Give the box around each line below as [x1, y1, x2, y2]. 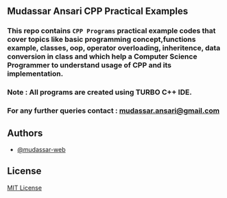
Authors [7, 127, 43, 139]
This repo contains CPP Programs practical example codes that [7, 26, 216, 36]
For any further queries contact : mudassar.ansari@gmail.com [7, 106, 220, 115]
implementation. [7, 69, 64, 78]
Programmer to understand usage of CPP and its [7, 60, 171, 70]
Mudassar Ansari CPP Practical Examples [7, 5, 189, 17]
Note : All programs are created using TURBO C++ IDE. [7, 87, 192, 97]
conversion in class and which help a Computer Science [7, 52, 198, 61]
